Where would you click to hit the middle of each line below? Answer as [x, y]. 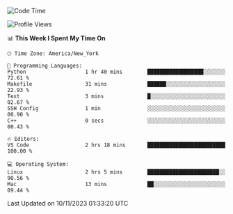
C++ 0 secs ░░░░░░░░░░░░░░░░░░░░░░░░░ [116, 121]
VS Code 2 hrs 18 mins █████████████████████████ [116, 145]
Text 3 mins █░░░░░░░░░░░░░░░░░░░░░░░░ [116, 96]
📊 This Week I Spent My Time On [56, 38]
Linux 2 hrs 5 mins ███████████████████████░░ [116, 172]
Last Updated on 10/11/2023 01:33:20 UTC [68, 203]
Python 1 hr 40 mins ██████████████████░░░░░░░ [116, 72]
